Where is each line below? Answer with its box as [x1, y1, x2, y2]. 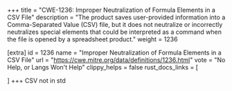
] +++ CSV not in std [7, 77, 66, 85]
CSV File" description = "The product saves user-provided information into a [7, 13, 226, 21]
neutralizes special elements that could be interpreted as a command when [7, 28, 222, 36]
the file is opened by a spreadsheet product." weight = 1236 [7, 35, 178, 43]
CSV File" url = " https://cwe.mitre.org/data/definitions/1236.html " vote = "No [7, 56, 226, 64]
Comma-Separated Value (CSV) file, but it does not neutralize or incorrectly [7, 21, 223, 28]
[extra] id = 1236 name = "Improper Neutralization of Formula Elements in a [7, 48, 222, 57]
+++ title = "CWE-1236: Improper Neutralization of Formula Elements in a [7, 6, 216, 14]
